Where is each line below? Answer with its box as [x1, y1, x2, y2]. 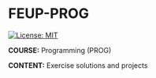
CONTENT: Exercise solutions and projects [8, 60, 148, 70]
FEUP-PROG [8, 5, 89, 23]
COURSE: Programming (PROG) [8, 45, 112, 55]
